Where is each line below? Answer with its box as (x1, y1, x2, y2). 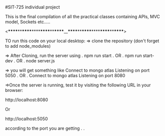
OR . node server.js (16, 58, 55, 63)
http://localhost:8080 (5, 97, 48, 103)
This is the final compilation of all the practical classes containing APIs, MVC (5, 14, 160, 19)
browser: (5, 87, 24, 93)
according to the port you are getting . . (5, 125, 85, 131)
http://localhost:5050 (5, 116, 48, 122)
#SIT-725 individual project (5, 4, 60, 10)
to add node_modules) (5, 43, 51, 49)
